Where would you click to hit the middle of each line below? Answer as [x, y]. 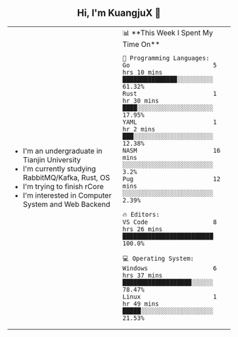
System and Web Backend [67, 204]
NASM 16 [172, 150]
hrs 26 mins [143, 229]
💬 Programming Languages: [166, 58]
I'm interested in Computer [67, 195]
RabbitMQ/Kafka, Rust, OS [67, 177]
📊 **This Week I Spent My [168, 33]
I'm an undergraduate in [63, 151]
